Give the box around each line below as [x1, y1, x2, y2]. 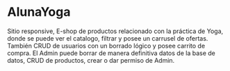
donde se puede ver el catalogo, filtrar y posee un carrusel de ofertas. [7, 34, 208, 42]
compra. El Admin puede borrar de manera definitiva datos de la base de [7, 49, 215, 57]
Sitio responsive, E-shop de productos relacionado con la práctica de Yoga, [7, 27, 224, 35]
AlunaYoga [7, 4, 71, 20]
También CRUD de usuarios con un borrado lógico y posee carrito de [7, 41, 206, 50]
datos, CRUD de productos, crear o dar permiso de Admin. [7, 56, 175, 64]
